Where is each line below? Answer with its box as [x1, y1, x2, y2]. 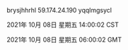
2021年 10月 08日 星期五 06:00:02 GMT [6, 35, 122, 44]
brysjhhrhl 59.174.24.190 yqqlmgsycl [6, 6, 112, 14]
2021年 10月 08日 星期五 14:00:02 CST [6, 20, 120, 29]
